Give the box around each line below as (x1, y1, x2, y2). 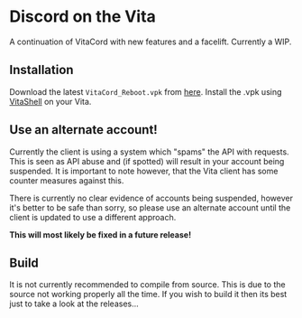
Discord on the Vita (9, 6, 156, 27)
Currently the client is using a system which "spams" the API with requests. (9, 146, 290, 157)
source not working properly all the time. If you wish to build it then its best (9, 289, 288, 300)
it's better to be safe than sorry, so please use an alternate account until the (9, 201, 291, 213)
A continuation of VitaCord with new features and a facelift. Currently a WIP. (9, 36, 292, 47)
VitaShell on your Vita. (9, 96, 92, 107)
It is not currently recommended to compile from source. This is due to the (9, 279, 286, 290)
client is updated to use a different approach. (9, 211, 177, 222)
